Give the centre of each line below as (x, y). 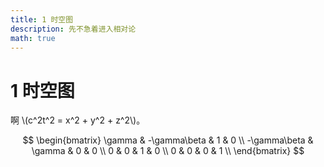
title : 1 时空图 (42, 19)
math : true (33, 38)
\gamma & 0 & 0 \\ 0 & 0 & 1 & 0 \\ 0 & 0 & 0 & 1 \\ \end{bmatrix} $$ (168, 151)
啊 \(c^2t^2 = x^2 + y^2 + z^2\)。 (78, 120)
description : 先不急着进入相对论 (73, 29)
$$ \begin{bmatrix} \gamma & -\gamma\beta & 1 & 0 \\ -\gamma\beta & (168, 140)
